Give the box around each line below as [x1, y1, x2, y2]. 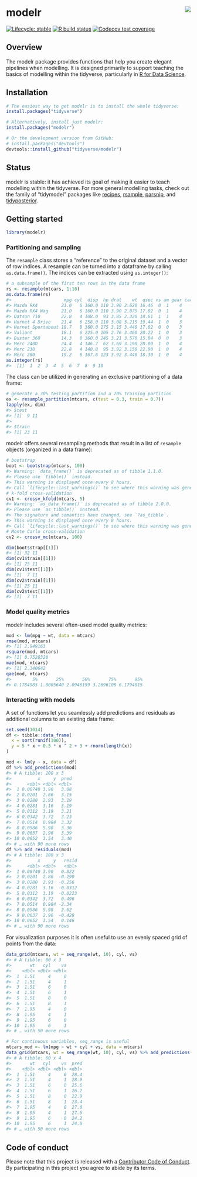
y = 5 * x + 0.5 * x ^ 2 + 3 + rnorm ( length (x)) [11, 743, 133, 749]
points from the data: [6, 940, 57, 947]
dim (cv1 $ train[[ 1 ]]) [6, 556, 57, 562]
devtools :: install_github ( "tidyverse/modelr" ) [6, 146, 122, 152]
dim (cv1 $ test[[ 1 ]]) [6, 566, 54, 573]
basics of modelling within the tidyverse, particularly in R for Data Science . [6, 71, 186, 78]
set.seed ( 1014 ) [6, 726, 43, 732]
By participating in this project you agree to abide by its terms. [6, 1165, 157, 1172]
